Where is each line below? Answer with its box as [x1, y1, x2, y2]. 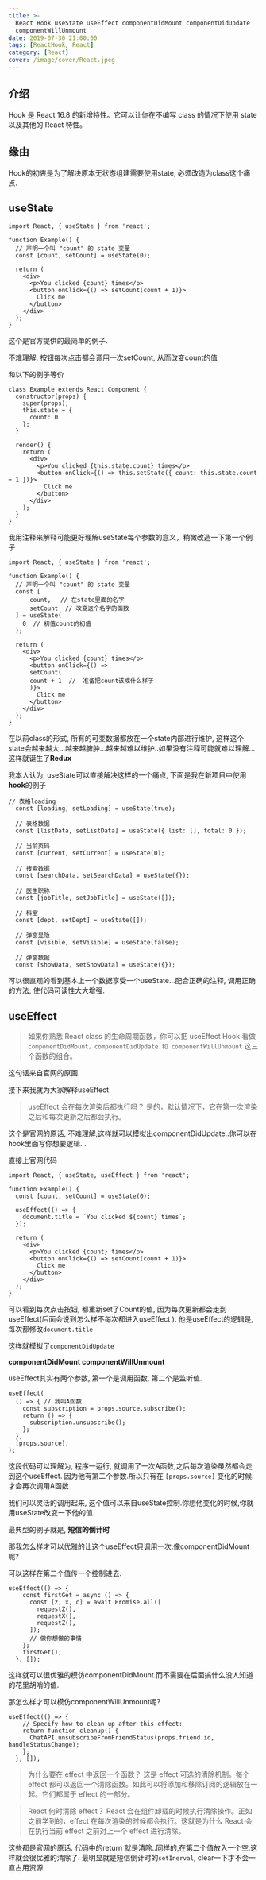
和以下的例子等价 [8, 370, 64, 380]
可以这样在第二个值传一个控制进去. [8, 1569, 122, 1578]
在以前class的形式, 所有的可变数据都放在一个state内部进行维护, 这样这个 [8, 734, 245, 743]
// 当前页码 [15, 843, 50, 851]
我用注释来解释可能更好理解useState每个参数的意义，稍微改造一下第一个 [8, 533, 246, 542]
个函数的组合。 [27, 1052, 77, 1061]
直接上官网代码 [8, 1156, 57, 1165]
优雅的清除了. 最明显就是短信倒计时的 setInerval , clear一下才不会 [35, 1853, 249, 1863]
